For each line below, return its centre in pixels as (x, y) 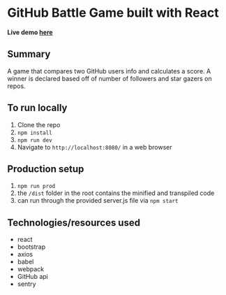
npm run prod (36, 187)
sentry (27, 284)
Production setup (46, 169)
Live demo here (30, 32)
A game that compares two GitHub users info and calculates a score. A (109, 71)
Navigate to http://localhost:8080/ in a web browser (95, 147)
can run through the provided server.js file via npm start (98, 201)
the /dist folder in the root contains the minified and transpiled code (116, 193)
